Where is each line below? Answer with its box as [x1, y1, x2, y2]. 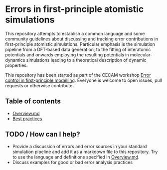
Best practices [12, 116, 42, 122]
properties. [5, 62, 28, 68]
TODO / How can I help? [5, 130, 81, 139]
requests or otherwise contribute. [5, 82, 74, 88]
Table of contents [5, 97, 61, 106]
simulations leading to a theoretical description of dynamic [26, 57, 147, 63]
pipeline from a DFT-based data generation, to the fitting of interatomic [5, 46, 151, 52]
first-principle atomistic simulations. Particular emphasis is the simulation [5, 41, 156, 47]
